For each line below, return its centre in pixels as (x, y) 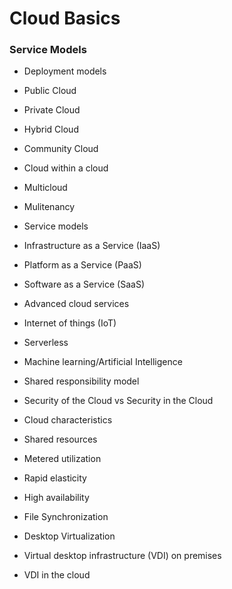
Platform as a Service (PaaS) (82, 265)
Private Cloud (52, 110)
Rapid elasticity (55, 478)
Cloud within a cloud (66, 168)
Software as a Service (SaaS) (84, 284)
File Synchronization (66, 517)
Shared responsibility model (81, 381)
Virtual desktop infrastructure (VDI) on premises (122, 556)
